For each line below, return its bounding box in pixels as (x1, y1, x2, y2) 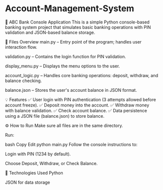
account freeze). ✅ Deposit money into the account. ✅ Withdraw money (5, 102, 149, 108)
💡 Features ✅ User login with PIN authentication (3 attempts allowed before (5, 96, 156, 103)
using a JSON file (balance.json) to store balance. (5, 113, 105, 119)
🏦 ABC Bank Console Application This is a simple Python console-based (5, 19, 150, 25)
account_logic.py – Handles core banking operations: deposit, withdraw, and (5, 72, 159, 78)
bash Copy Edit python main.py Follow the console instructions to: (5, 141, 138, 147)
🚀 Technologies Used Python (5, 169, 63, 176)
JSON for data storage (5, 179, 50, 185)
